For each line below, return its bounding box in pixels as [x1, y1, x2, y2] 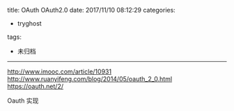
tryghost [17, 19, 42, 27]
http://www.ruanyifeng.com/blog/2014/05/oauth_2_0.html [7, 75, 173, 83]
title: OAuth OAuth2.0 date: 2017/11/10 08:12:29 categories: [7, 6, 175, 14]
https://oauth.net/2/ [7, 83, 64, 90]
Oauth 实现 [7, 96, 39, 105]
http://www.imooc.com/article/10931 [7, 67, 112, 76]
